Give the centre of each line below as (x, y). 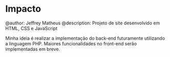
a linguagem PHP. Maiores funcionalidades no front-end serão (71, 43)
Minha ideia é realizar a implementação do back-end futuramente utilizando (85, 38)
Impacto (23, 9)
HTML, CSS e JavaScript (31, 28)
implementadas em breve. (33, 49)
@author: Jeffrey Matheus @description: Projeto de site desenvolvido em (83, 23)
